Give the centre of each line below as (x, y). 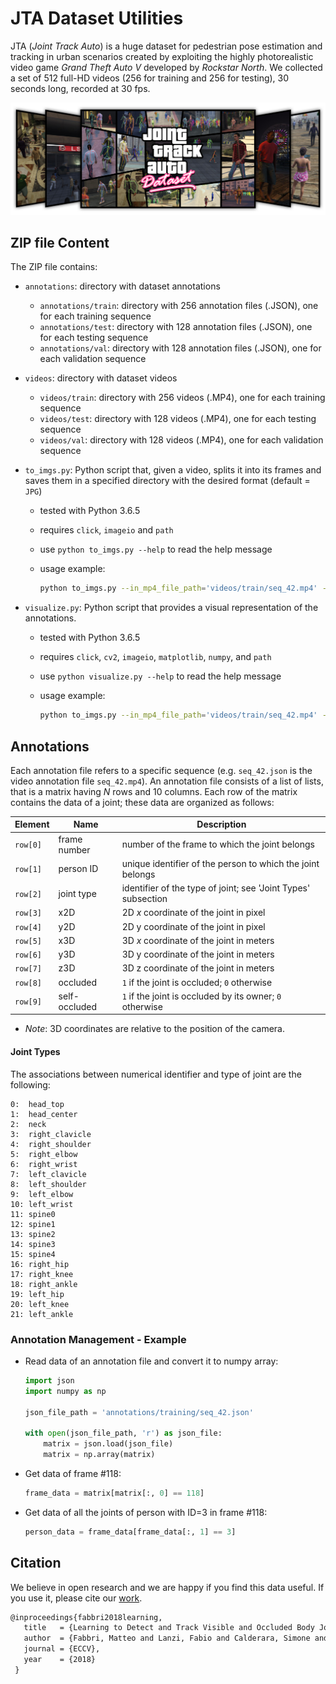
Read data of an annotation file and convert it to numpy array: (151, 1361)
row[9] (28, 1002)
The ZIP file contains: (54, 267)
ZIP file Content (60, 242)
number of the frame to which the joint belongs (218, 844)
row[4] (28, 927)
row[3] (28, 913)
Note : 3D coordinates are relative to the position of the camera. (155, 1029)
